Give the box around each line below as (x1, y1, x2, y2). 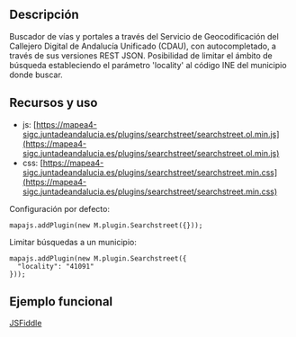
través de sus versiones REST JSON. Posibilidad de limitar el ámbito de (9, 49, 273, 61)
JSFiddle (9, 318, 42, 329)
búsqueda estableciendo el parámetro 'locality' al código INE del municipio (9, 59, 287, 70)
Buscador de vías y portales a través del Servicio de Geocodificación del (9, 31, 279, 41)
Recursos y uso (9, 95, 98, 111)
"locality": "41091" (17, 262, 94, 270)
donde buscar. (9, 69, 63, 80)
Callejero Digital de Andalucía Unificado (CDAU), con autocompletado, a (9, 40, 277, 51)
